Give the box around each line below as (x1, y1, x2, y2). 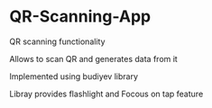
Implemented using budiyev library (9, 70, 138, 82)
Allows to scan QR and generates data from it (9, 53, 178, 64)
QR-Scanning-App (9, 6, 152, 27)
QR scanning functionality (9, 36, 106, 47)
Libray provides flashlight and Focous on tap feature (9, 88, 204, 99)
